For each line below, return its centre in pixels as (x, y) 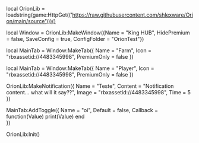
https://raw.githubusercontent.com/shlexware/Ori (132, 15)
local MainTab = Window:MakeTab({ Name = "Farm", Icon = (79, 50)
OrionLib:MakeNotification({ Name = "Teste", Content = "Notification (90, 86)
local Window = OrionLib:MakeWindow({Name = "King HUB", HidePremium (98, 33)
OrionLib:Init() (23, 134)
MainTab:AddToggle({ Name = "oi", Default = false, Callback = (82, 110)
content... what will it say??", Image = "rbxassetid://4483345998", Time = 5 (99, 92)
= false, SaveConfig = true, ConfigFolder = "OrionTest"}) (75, 39)
